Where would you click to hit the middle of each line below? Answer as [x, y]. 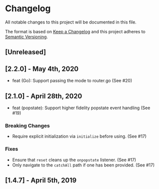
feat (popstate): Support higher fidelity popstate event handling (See [81, 108]
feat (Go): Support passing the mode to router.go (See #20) [72, 81]
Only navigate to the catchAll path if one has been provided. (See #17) [83, 165]
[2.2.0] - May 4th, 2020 [42, 69]
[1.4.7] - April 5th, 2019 [41, 180]
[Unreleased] [26, 52]
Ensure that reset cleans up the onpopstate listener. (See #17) [74, 160]
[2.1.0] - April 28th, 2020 [44, 96]
